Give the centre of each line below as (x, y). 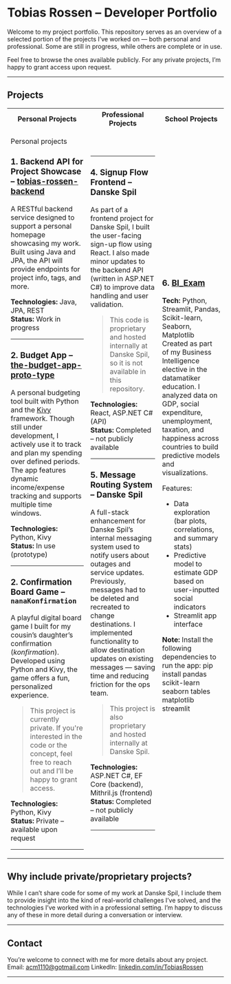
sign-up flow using (121, 244)
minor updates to (118, 262)
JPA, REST (27, 310)
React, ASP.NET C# (122, 413)
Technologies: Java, (44, 302)
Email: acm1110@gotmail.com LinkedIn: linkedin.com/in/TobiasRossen (106, 967)
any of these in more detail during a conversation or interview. (95, 915)
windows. (26, 513)
